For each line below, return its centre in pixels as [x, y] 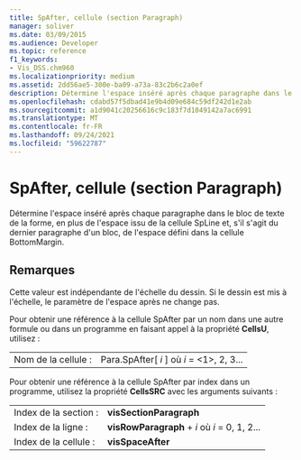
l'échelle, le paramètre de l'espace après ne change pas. [114, 301]
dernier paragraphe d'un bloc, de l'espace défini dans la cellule [127, 232]
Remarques [42, 270]
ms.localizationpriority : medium [72, 77]
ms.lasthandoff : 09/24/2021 [62, 135]
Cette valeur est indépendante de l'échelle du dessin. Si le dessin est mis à [148, 292]
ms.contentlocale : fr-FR [56, 127]
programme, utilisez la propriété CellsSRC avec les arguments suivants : [143, 391]
